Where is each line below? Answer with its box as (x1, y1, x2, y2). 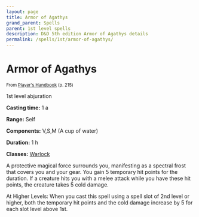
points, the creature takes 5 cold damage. (6, 181, 109, 188)
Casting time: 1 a (6, 104, 49, 111)
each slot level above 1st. (6, 205, 68, 212)
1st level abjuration (6, 92, 52, 99)
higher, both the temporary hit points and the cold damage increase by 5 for (6, 198, 193, 206)
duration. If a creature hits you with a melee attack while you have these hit (6, 175, 191, 182)
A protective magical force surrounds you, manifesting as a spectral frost (6, 162, 186, 169)
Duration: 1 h (6, 139, 39, 146)
